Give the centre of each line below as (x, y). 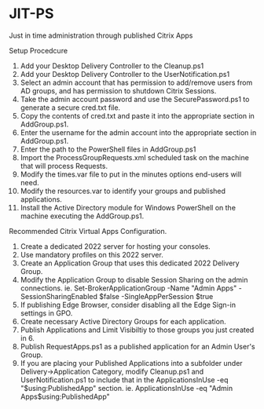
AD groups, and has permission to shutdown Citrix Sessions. (118, 90)
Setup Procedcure (38, 50)
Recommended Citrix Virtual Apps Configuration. (88, 231)
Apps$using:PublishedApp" (65, 396)
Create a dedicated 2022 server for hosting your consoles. (115, 246)
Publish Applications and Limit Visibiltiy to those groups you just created (137, 330)
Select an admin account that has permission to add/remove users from (136, 82)
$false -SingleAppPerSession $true (156, 296)
